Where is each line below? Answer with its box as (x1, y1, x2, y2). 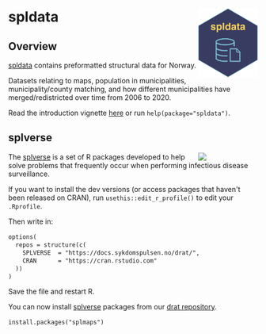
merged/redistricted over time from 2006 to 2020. (8, 93, 172, 102)
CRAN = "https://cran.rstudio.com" (22, 256, 158, 265)
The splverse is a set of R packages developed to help (8, 152, 186, 162)
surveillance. (8, 169, 50, 179)
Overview (8, 40, 58, 53)
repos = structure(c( (15, 240, 87, 249)
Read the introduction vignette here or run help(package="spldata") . (8, 108, 231, 117)
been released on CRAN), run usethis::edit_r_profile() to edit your (8, 193, 234, 202)
